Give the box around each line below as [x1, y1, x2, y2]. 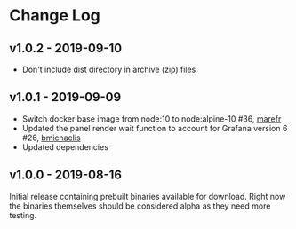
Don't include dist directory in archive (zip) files [21, 64, 196, 75]
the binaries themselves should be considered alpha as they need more [9, 201, 271, 211]
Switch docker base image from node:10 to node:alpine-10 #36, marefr [21, 113, 282, 124]
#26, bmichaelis [21, 132, 82, 143]
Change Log [9, 5, 100, 26]
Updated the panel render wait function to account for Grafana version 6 [21, 122, 288, 133]
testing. [9, 209, 37, 220]
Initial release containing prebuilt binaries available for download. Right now [9, 191, 286, 201]
